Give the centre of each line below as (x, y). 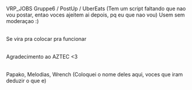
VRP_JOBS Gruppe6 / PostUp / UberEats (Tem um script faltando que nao (96, 9)
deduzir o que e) (26, 81)
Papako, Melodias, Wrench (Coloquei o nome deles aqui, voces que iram (95, 74)
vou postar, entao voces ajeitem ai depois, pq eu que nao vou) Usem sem (95, 15)
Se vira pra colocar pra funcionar (46, 39)
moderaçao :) (22, 21)
